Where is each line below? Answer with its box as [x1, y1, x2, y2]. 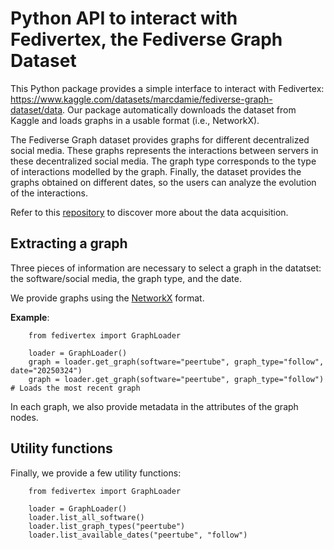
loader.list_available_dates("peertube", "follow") [28, 530, 248, 540]
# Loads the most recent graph [10, 383, 141, 393]
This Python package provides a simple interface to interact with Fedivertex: [10, 82, 325, 94]
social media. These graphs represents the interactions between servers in [10, 144, 319, 156]
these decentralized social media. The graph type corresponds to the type [10, 155, 317, 167]
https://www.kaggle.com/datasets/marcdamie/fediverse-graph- [10, 93, 273, 105]
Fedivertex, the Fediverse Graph [10, 28, 283, 51]
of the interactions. [10, 187, 88, 199]
